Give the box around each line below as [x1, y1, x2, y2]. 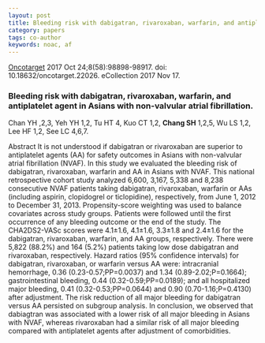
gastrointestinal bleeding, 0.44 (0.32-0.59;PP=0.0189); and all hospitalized [8, 276, 251, 285]
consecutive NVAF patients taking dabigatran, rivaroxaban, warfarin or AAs [8, 184, 252, 193]
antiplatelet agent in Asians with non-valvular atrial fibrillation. [8, 100, 254, 111]
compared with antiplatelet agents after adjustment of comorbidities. [8, 326, 231, 336]
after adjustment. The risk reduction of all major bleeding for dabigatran [8, 293, 241, 302]
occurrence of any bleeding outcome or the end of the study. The [8, 218, 222, 227]
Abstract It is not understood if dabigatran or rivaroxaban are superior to [8, 142, 243, 151]
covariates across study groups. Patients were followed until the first [8, 209, 231, 218]
